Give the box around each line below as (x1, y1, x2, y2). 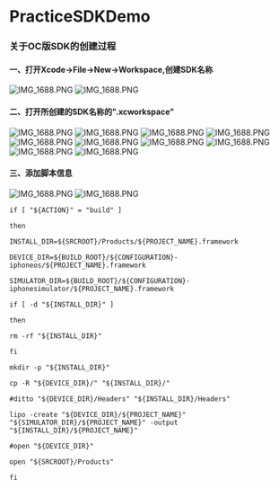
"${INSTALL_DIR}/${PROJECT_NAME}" (9, 425, 139, 435)
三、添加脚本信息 (9, 168, 73, 179)
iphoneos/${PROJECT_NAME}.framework (9, 261, 146, 270)
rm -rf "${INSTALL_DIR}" (9, 331, 102, 341)
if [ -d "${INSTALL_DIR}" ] (9, 299, 115, 309)
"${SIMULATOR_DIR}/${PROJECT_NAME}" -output (9, 418, 179, 427)
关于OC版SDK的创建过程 (9, 40, 117, 53)
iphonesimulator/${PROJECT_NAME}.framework (9, 284, 175, 293)
